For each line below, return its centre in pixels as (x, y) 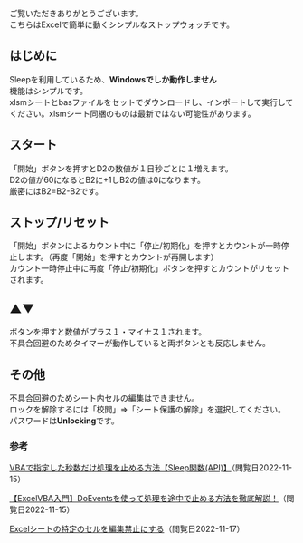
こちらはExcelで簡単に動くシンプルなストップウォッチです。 (122, 24)
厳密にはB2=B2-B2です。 (57, 191)
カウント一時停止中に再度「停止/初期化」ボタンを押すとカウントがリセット (150, 268)
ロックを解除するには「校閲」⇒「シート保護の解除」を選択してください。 (148, 410)
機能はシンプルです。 (49, 91)
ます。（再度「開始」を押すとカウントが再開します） (122, 257)
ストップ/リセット (60, 223)
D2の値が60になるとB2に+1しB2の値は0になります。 (107, 179)
